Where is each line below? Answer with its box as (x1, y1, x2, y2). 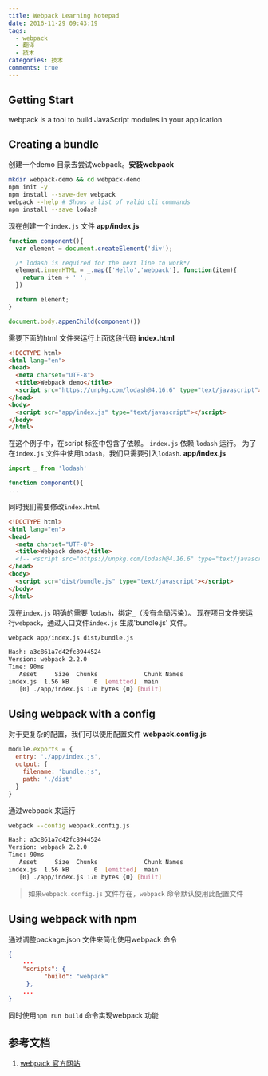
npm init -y (8, 183, 48, 192)
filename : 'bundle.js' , (22, 768, 102, 776)
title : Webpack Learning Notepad (8, 11, 120, 20)
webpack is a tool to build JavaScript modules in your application (8, 114, 223, 124)
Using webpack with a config (8, 707, 156, 721)
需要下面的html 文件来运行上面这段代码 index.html (8, 333, 175, 342)
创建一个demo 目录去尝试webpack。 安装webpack (8, 160, 174, 169)
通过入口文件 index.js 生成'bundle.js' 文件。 (47, 617, 191, 628)
